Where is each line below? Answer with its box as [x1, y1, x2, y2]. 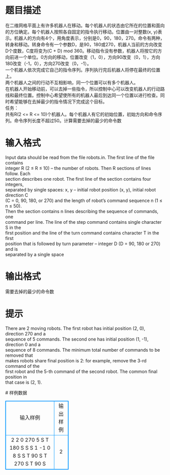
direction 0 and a [5, 341, 41, 348]
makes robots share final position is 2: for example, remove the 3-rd [5, 357, 147, 363]
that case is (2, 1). [5, 379, 42, 385]
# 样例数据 [5, 389, 27, 396]
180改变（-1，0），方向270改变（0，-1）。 [5, 60, 92, 66]
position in [5, 374, 27, 380]
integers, [5, 181, 24, 187]
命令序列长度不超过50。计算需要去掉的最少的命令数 [14, 117, 122, 123]
